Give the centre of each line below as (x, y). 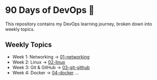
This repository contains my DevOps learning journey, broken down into (79, 24)
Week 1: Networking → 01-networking (51, 57)
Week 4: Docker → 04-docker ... (45, 73)
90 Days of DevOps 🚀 (50, 10)
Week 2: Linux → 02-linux (39, 62)
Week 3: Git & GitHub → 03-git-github (51, 67)
